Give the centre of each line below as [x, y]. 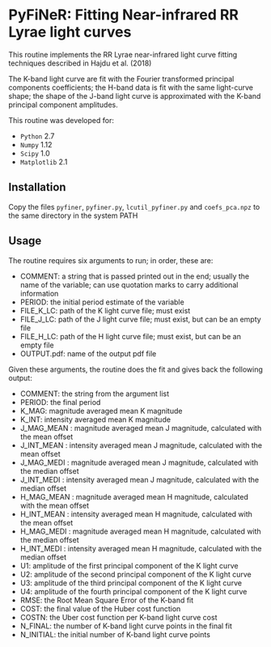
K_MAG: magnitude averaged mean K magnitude [101, 411]
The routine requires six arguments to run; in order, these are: [111, 260]
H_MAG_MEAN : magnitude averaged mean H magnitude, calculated [134, 496]
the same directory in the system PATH [73, 215]
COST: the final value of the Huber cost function [100, 608]
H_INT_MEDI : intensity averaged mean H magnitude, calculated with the [141, 548]
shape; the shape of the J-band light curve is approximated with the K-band [135, 96]
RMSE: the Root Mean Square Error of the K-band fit [107, 600]
